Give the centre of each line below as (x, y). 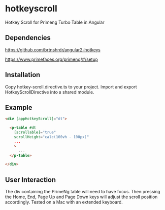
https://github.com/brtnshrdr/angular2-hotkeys (53, 49)
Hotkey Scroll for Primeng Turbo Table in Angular (55, 22)
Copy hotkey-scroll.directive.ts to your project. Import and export (71, 86)
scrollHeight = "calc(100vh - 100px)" (52, 137)
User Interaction (31, 180)
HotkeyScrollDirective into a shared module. (50, 92)
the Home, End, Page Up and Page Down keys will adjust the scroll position (81, 197)
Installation (23, 75)
